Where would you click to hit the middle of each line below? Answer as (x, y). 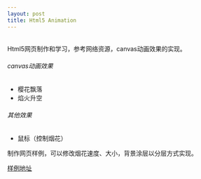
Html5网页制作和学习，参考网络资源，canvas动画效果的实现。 (97, 48)
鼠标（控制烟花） (42, 138)
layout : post (26, 14)
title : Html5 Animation (42, 20)
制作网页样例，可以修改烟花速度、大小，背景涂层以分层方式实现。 (102, 153)
